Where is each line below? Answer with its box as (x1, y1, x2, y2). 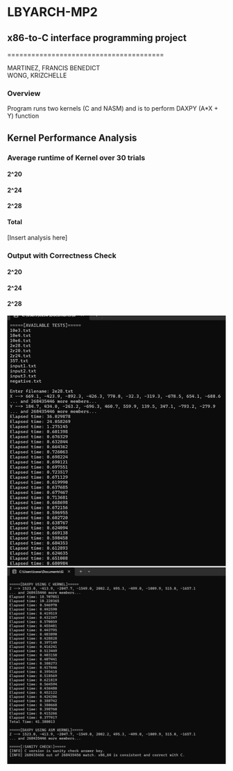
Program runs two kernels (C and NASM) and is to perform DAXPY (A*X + (7, 104, 218, 113)
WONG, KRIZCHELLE (7, 71, 67, 79)
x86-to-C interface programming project (7, 32, 187, 44)
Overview (7, 88, 41, 98)
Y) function (7, 112, 40, 120)
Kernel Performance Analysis (7, 132, 137, 143)
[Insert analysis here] (7, 233, 68, 241)
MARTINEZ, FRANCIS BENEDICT (7, 64, 101, 72)
